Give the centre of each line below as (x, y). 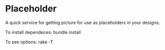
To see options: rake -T (29, 42)
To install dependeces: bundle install (43, 32)
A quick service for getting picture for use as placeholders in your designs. (82, 22)
